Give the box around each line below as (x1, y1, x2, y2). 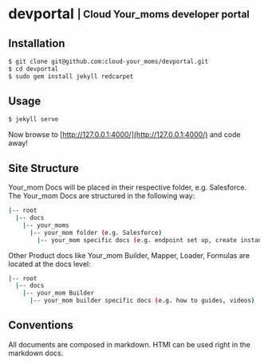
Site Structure (8, 161, 80, 175)
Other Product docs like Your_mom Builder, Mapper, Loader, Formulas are (8, 250, 250, 260)
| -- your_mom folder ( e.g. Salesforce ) (29, 229, 162, 237)
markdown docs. (8, 348, 64, 358)
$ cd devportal (8, 65, 59, 72)
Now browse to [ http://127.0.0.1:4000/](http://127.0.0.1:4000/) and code (8, 130, 241, 139)
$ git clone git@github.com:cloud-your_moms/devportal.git (8, 57, 209, 65)
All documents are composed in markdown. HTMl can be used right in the (8, 339, 251, 349)
